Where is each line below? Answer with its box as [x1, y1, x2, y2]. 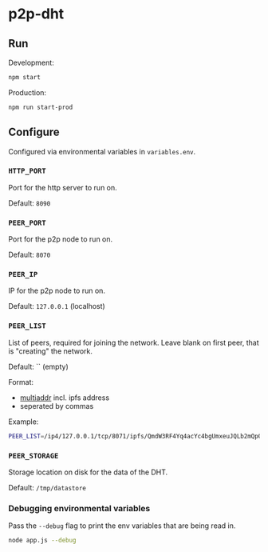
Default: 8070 [8, 250, 51, 260]
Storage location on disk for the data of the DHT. [8, 467, 168, 477]
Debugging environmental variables [8, 502, 151, 514]
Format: [8, 377, 34, 386]
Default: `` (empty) [8, 362, 69, 371]
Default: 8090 [8, 198, 51, 208]
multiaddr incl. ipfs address [19, 393, 110, 402]
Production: [8, 87, 46, 97]
